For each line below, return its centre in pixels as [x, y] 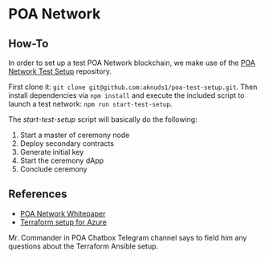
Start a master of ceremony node [75, 135]
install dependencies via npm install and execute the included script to [126, 95]
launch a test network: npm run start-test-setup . [90, 104]
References [38, 194]
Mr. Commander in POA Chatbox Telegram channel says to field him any [128, 237]
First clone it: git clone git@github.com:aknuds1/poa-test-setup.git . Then [133, 87]
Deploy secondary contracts [67, 144]
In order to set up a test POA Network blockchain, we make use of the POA [132, 63]
